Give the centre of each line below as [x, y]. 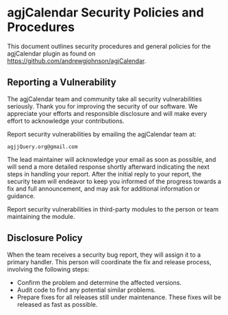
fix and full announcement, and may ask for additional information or [104, 188]
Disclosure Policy [45, 238]
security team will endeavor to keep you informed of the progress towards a [114, 181]
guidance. [21, 196]
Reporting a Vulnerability [62, 83]
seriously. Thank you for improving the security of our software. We [102, 106]
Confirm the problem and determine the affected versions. [99, 282]
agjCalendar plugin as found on [51, 54]
